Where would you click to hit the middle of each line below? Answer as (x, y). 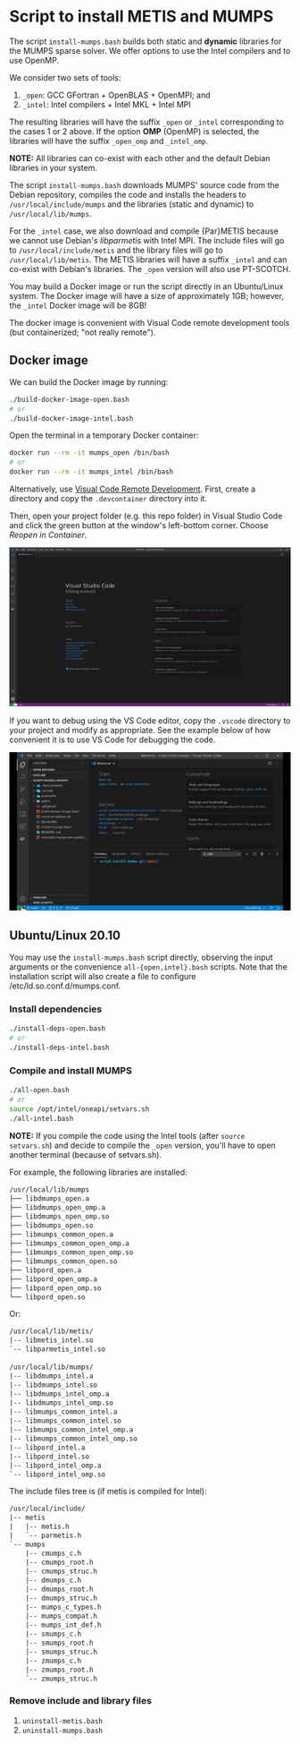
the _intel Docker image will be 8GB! (78, 305)
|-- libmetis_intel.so (51, 1340)
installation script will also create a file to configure (103, 976)
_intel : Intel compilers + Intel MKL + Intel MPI (107, 104)
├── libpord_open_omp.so (55, 1288)
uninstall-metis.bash (62, 1721)
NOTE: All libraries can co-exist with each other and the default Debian (140, 158)
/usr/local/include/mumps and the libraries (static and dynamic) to (132, 204)
